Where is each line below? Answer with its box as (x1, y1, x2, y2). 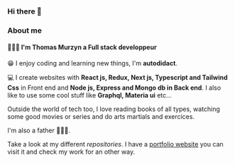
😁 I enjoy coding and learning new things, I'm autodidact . (7, 59, 177, 68)
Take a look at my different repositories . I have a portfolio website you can (7, 140, 224, 149)
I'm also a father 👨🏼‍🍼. (7, 126, 71, 135)
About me (7, 25, 43, 35)
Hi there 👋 (7, 6, 43, 16)
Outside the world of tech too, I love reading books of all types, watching (7, 105, 220, 113)
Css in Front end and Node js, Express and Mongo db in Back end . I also (7, 83, 222, 92)
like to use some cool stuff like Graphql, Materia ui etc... (7, 91, 172, 100)
